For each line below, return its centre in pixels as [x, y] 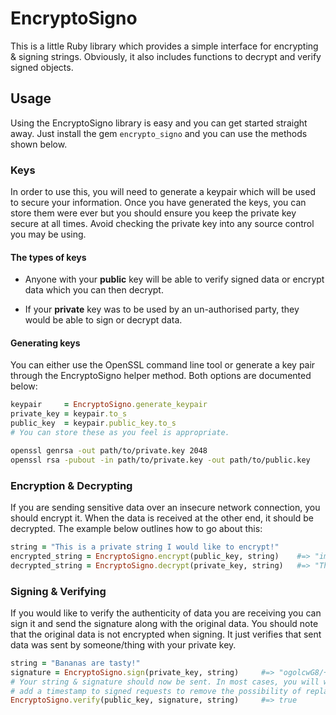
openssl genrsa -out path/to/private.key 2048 [109, 450]
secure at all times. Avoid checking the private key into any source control [162, 224]
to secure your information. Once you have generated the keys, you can [158, 203]
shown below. [39, 144]
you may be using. [48, 234]
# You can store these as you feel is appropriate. [120, 433]
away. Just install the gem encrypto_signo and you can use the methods [159, 133]
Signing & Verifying [58, 591]
